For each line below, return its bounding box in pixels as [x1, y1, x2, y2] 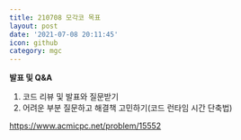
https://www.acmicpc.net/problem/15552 [9, 120, 162, 131]
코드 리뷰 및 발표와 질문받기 [22, 92, 120, 102]
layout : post [9, 22, 58, 31]
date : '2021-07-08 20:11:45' [9, 30, 119, 39]
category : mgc [9, 47, 63, 56]
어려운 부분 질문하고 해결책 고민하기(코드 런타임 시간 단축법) [22, 102, 233, 113]
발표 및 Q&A [9, 73, 53, 83]
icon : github [9, 38, 58, 48]
